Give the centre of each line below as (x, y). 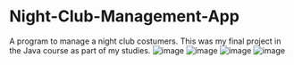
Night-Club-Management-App (124, 16)
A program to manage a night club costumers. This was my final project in (145, 41)
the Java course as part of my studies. (80, 50)
